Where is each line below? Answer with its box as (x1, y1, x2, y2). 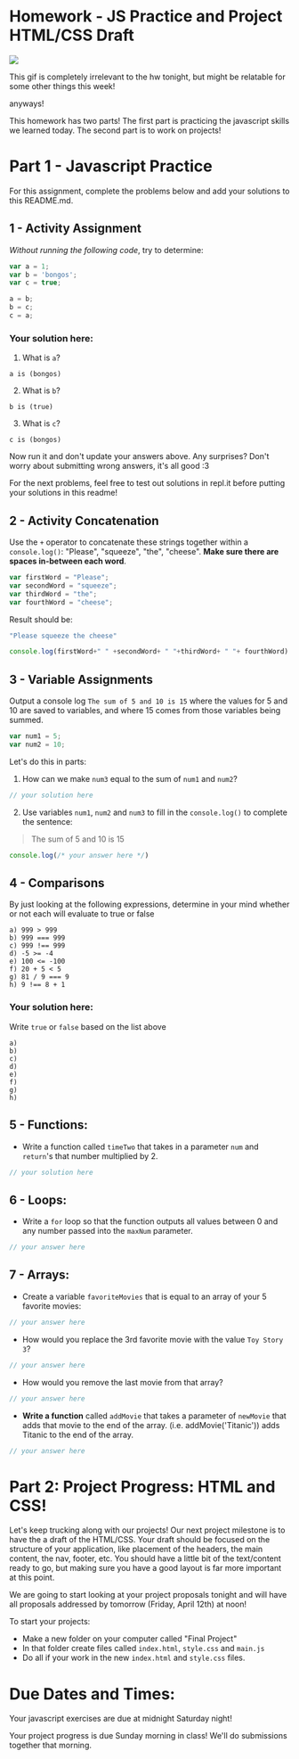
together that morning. (9, 1740, 92, 1751)
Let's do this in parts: (9, 756, 87, 767)
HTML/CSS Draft (9, 25, 135, 45)
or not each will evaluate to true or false (9, 908, 155, 919)
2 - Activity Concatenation (9, 513, 159, 528)
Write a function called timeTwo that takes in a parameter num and (21, 1141, 260, 1152)
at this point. (9, 1572, 55, 1583)
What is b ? (21, 385, 61, 396)
